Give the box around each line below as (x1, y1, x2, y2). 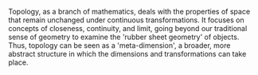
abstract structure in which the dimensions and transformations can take (8, 49, 247, 58)
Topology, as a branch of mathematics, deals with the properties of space (8, 7, 251, 16)
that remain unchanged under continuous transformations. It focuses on (8, 15, 244, 25)
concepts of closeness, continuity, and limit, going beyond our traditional (8, 24, 248, 33)
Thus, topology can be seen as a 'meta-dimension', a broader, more (8, 41, 231, 50)
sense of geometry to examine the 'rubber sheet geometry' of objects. (8, 32, 240, 41)
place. (8, 57, 29, 67)
